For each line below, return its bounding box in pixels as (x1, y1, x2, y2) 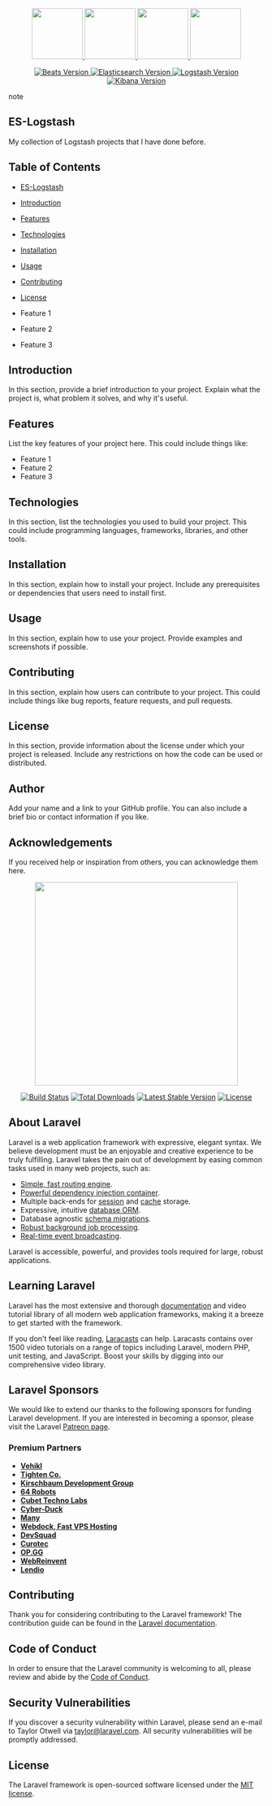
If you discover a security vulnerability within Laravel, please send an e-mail (8, 1717, 262, 1727)
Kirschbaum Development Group (19, 1478, 134, 1488)
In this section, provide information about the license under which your (8, 741, 245, 750)
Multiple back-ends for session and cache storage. (19, 1196, 191, 1206)
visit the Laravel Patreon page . (8, 1422, 110, 1432)
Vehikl (19, 1461, 43, 1471)
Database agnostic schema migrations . (19, 1213, 152, 1223)
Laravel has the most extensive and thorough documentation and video (8, 1301, 247, 1310)
